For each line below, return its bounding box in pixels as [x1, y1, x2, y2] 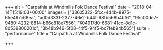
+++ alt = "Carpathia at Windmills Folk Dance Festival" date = [5, 4, 131, 10]
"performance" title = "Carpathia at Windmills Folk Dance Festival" [5, 31, 141, 36]
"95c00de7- [133, 15, 158, 20]
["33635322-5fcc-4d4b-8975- [68, 9, 132, 15]
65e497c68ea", [5, 15, 37, 20]
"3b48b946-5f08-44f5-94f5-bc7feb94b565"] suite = [40, 25, 151, 31]
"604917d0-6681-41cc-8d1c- [77, 20, 137, 26]
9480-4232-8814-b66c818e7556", [5, 20, 77, 26]
